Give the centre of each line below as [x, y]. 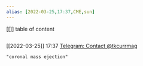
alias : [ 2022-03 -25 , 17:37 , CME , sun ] [51, 12]
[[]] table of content [31, 29]
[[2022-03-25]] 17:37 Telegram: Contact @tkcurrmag [72, 46]
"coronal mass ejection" [37, 57]
